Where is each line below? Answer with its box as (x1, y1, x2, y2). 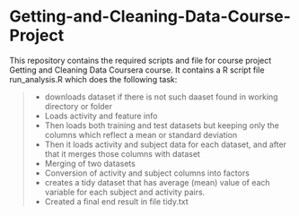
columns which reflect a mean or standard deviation (44, 129, 238, 140)
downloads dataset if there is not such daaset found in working (44, 91, 278, 102)
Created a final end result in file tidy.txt (44, 195, 189, 207)
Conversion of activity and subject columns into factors (44, 168, 250, 178)
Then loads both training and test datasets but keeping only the (44, 119, 280, 131)
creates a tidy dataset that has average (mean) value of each (44, 177, 271, 187)
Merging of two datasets (44, 158, 136, 168)
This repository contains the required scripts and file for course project (9, 55, 272, 65)
